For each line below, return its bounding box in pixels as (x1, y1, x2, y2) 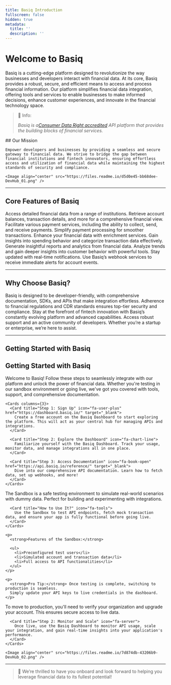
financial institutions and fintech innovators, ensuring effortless (5, 156, 156, 161)
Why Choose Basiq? (5, 279, 71, 288)
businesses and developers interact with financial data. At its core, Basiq (5, 75, 158, 81)
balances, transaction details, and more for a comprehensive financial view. (5, 216, 164, 222)
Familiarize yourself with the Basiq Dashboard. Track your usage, (14, 441, 160, 446)
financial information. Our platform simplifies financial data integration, (5, 86, 153, 92)
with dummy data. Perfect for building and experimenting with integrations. (5, 496, 163, 502)
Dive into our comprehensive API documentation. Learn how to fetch (14, 468, 163, 473)
